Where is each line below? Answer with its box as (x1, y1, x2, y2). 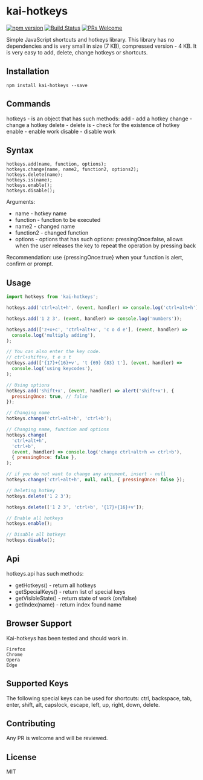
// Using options (6, 382, 50, 388)
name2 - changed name (14, 223, 76, 230)
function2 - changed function (14, 229, 89, 236)
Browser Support (6, 619, 72, 629)
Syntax (6, 145, 34, 155)
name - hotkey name (14, 210, 67, 217)
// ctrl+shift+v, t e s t (6, 354, 71, 360)
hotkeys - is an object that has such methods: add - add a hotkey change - (6, 115, 193, 122)
